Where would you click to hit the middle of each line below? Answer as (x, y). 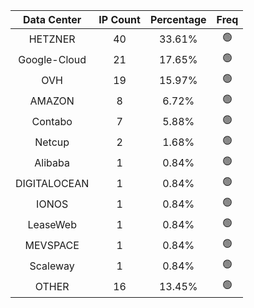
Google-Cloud (52, 59)
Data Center (52, 19)
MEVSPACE (52, 245)
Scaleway (52, 266)
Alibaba (52, 162)
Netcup (52, 142)
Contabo (52, 121)
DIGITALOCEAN (52, 183)
